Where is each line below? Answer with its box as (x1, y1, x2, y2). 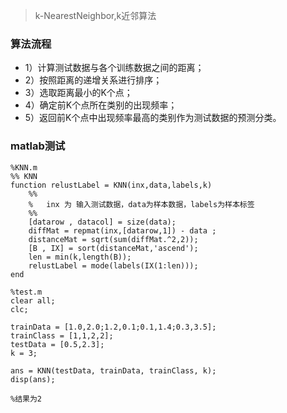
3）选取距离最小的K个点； (24, 87, 133, 99)
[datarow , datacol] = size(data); (28, 217, 177, 227)
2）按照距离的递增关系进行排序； (24, 74, 163, 86)
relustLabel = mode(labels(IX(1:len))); (28, 260, 199, 271)
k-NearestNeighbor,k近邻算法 (34, 10, 157, 21)
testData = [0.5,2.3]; (10, 339, 105, 349)
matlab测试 (10, 139, 66, 153)
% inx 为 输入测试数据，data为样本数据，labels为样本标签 (28, 199, 255, 209)
